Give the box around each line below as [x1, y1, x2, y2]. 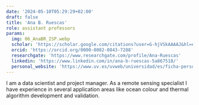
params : [6, 31, 25, 37]
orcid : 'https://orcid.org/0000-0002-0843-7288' [11, 47, 134, 53]
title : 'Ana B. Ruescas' [6, 19, 68, 25]
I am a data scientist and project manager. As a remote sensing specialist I [6, 80, 188, 87]
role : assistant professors [6, 25, 76, 31]
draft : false [6, 14, 38, 20]
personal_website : [11, 63, 57, 70]
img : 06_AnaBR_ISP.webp [11, 36, 70, 42]
